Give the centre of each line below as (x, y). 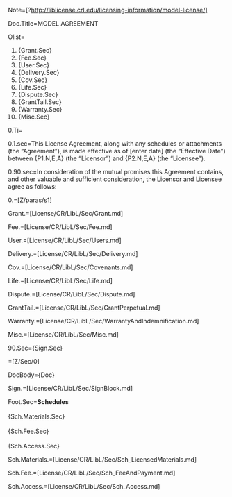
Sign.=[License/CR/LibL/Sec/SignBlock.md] (71, 388)
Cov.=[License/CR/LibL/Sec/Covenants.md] (71, 267)
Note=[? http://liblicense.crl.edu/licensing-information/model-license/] (108, 10)
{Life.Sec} (32, 87)
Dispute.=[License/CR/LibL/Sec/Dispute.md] (72, 294)
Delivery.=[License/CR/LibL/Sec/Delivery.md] (73, 254)
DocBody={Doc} (31, 375)
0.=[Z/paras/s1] (30, 200)
